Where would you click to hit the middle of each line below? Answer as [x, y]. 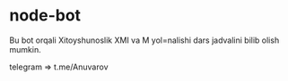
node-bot [45, 16]
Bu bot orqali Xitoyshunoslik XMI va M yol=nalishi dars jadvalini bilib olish [144, 40]
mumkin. [26, 49]
